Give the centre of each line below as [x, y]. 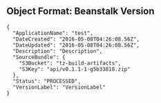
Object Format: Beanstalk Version [80, 11]
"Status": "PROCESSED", [47, 81]
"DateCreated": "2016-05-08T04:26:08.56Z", [76, 39]
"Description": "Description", [58, 51]
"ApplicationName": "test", [53, 33]
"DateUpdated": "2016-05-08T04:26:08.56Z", [76, 45]
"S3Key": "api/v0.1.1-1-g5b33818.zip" [75, 69]
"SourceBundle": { [39, 57]
